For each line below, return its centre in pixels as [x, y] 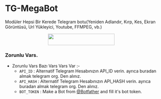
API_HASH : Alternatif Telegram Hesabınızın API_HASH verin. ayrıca [85, 81]
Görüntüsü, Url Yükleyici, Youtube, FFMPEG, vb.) [54, 27]
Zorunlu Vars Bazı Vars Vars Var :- [46, 66]
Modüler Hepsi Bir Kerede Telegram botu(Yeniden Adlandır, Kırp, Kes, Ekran [80, 22]
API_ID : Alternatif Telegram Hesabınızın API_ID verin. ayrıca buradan [88, 71]
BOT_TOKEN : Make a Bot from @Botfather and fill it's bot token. [80, 91]
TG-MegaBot [31, 8]
